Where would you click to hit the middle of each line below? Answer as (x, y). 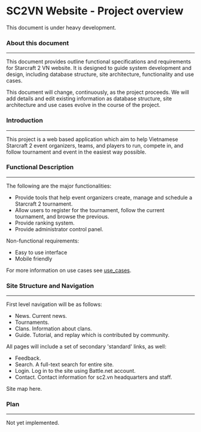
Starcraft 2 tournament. (44, 204)
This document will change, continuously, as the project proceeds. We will (98, 92)
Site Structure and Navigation (50, 286)
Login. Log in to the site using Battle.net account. (75, 371)
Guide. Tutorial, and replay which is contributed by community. (92, 335)
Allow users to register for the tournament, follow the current (89, 210)
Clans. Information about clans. (53, 329)
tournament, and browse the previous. (62, 216)
